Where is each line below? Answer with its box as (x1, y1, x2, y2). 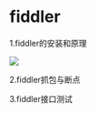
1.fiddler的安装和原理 (9, 37, 88, 48)
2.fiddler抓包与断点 (9, 74, 82, 85)
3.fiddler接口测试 (9, 93, 72, 104)
